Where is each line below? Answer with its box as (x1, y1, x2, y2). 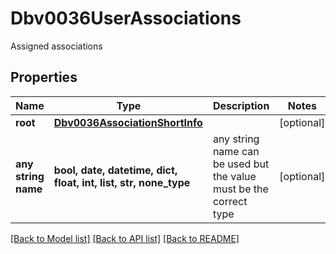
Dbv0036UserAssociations (10, 7, 242, 30)
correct (212, 194, 248, 208)
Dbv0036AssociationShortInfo (53, 115, 203, 129)
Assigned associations (10, 40, 103, 52)
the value (212, 169, 257, 183)
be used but (212, 157, 270, 171)
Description (212, 98, 270, 112)
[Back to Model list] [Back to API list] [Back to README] (10, 232, 240, 244)
